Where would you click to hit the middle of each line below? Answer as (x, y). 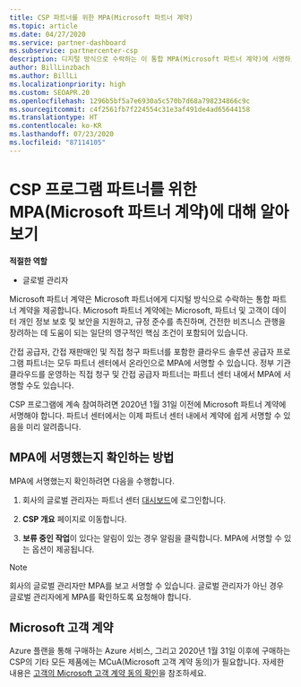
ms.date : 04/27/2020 (48, 34)
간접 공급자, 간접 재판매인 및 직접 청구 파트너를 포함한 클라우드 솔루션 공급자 (142, 351)
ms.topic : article (43, 26)
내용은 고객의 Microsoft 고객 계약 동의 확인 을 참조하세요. (108, 674)
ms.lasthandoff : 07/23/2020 (62, 134)
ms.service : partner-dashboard (68, 43)
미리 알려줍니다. (53, 426)
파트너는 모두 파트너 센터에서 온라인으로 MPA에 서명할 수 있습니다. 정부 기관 (158, 363)
